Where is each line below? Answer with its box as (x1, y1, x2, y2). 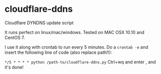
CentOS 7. (4, 35, 25, 40)
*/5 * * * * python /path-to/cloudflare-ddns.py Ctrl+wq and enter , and (4, 59, 156, 65)
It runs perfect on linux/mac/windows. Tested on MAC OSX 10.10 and (4, 29, 145, 35)
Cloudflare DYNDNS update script (4, 20, 74, 26)
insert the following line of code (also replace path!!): (4, 49, 112, 55)
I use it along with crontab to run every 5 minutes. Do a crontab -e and (4, 44, 149, 50)
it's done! (4, 64, 24, 70)
